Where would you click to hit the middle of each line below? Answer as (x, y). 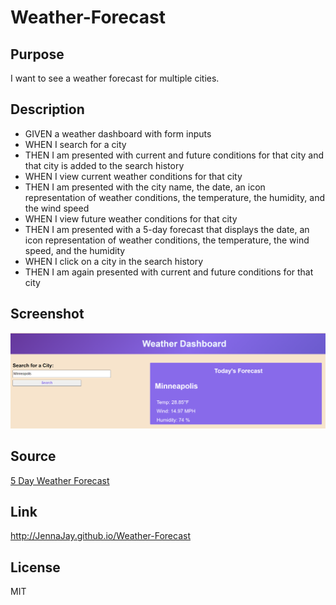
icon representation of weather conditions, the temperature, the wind (167, 240)
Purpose (37, 54)
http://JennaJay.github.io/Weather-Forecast (100, 536)
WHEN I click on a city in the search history (114, 261)
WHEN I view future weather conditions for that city (131, 218)
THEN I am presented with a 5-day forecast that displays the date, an (167, 229)
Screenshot (47, 314)
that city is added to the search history (104, 165)
